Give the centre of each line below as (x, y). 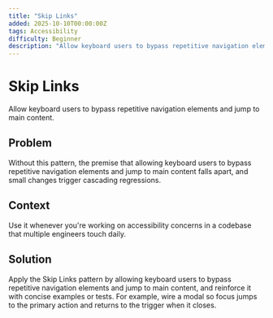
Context (29, 205)
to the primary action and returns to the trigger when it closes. (113, 305)
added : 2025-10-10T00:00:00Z (58, 24)
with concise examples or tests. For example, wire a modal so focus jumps (133, 296)
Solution (30, 260)
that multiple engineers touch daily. (67, 233)
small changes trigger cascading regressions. (85, 180)
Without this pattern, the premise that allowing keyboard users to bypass (130, 163)
